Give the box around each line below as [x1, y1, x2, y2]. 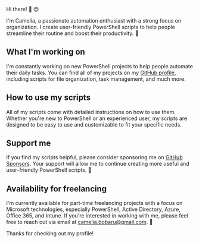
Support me [6, 138, 51, 149]
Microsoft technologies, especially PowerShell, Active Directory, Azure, [6, 206, 181, 213]
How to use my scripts [6, 93, 91, 103]
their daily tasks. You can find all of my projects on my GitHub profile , [6, 69, 176, 76]
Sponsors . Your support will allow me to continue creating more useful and [6, 160, 189, 168]
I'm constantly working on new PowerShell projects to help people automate [6, 62, 194, 70]
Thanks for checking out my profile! [6, 230, 94, 237]
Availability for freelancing [6, 184, 107, 194]
